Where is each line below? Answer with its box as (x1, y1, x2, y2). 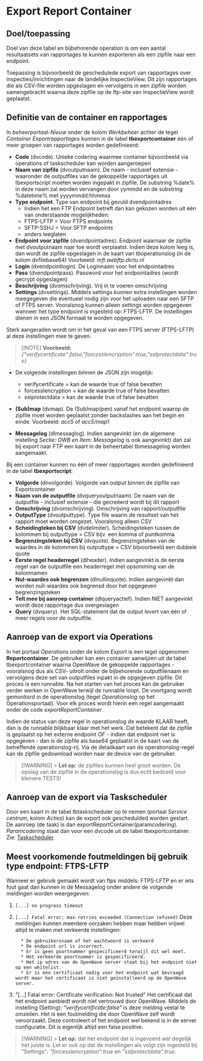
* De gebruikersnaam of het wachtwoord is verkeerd (21, 938, 154, 944)
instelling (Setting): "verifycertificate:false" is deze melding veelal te (15, 1004, 185, 1011)
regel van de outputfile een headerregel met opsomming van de (15, 563, 175, 570)
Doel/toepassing (6, 28, 71, 39)
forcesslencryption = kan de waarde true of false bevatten (24, 387, 170, 394)
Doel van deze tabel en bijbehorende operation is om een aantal (6, 44, 166, 52)
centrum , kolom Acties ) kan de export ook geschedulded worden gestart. (6, 814, 190, 822)
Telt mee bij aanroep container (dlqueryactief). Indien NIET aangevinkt (15, 595, 193, 602)
